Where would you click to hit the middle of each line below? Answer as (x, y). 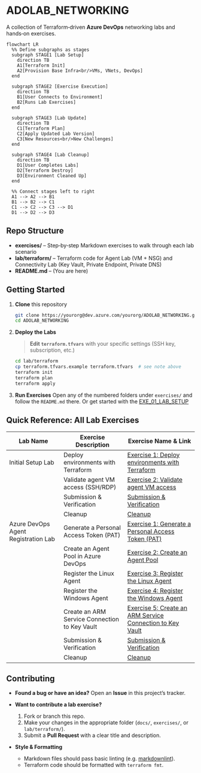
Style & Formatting (39, 747)
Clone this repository (41, 304)
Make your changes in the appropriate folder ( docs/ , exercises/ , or (106, 723)
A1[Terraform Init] (41, 65)
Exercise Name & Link (159, 441)
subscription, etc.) (52, 350)
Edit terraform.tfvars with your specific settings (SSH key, (103, 344)
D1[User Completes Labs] (48, 165)
